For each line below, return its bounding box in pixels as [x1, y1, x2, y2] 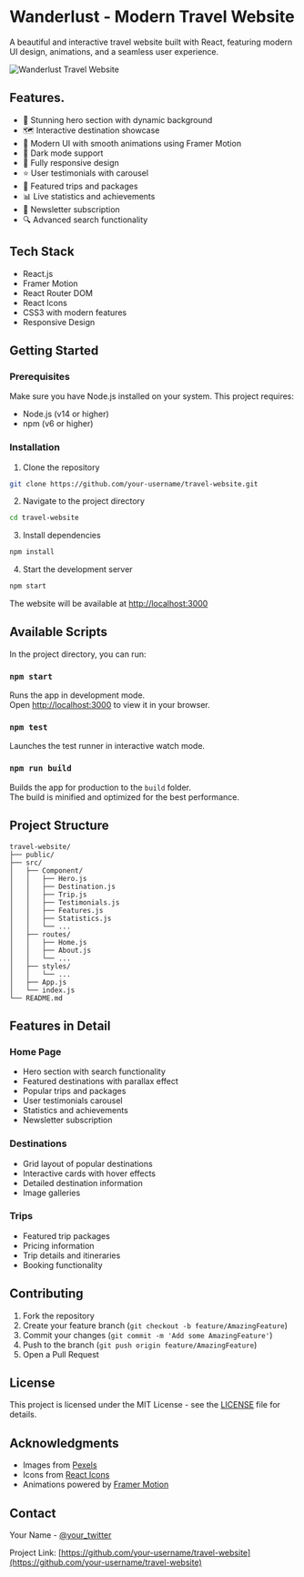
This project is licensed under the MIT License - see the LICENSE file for [9, 1399, 280, 1410]
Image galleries [22, 1187, 81, 1198]
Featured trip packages [22, 1230, 111, 1241]
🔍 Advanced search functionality [22, 214, 148, 225]
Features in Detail [9, 1018, 111, 1033]
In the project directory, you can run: [9, 649, 147, 660]
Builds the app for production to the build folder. [9, 782, 192, 793]
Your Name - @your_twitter [9, 1530, 112, 1541]
